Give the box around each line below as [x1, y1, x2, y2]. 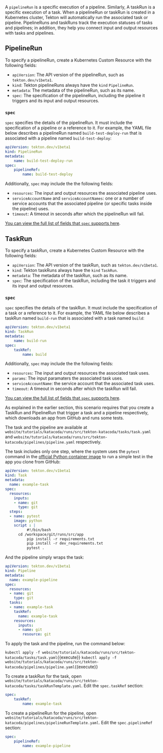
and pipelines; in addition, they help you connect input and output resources [5, 25, 158, 31]
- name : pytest [9, 514, 40, 519]
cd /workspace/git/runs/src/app [18, 532, 84, 537]
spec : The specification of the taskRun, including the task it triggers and [12, 278, 156, 284]
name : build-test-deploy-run [14, 158, 73, 163]
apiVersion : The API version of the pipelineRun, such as [12, 72, 124, 78]
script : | [14, 523, 36, 528]
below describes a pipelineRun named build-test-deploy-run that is [5, 130, 142, 136]
